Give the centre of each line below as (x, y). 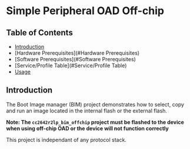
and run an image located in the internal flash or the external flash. (87, 111)
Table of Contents (40, 33)
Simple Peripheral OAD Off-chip (85, 11)
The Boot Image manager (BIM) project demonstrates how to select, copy (95, 104)
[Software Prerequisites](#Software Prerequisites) (75, 59)
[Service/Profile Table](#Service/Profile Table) (71, 65)
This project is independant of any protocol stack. (66, 140)
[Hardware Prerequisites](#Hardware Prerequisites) (77, 53)
